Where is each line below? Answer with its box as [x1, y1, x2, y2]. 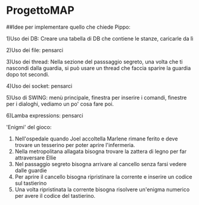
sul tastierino [14, 179, 47, 186]
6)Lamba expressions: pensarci [6, 112, 83, 119]
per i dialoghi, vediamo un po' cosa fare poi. [6, 100, 114, 108]
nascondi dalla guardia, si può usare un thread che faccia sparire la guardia [6, 64, 191, 72]
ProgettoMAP [6, 4, 74, 17]
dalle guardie [14, 167, 47, 174]
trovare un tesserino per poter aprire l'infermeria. [14, 141, 135, 148]
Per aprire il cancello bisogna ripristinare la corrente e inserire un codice [14, 173, 192, 180]
